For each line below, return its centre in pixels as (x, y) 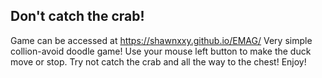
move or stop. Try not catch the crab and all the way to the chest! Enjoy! (158, 61)
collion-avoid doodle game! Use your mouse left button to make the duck (161, 51)
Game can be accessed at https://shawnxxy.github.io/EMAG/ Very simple (161, 40)
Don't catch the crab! (77, 16)
